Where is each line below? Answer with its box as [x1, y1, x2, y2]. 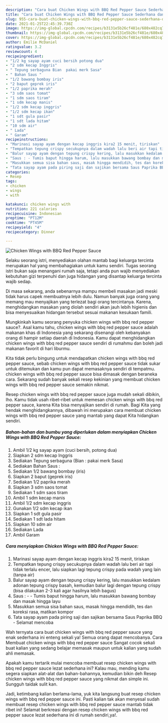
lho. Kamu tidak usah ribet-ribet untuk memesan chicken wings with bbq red [5, 396, 163, 402]
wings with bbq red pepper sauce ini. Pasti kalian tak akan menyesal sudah [5, 696, 160, 702]
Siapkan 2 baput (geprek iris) [12, 473, 73, 479]
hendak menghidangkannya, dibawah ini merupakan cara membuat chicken [5, 407, 162, 413]
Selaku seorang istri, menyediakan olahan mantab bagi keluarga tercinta [5, 257, 154, 263]
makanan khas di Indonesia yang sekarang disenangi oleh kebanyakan [5, 330, 151, 336]
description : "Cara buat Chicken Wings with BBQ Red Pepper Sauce [5, 7, 147, 12]
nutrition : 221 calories [5, 206, 57, 211]
